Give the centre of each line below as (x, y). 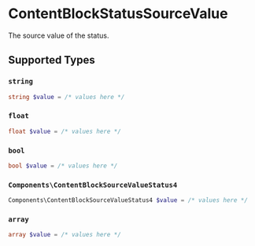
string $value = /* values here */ (67, 97)
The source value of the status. (59, 35)
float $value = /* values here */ (65, 131)
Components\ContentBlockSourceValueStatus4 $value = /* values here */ (128, 200)
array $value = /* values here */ (65, 235)
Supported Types (52, 60)
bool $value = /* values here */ (63, 166)
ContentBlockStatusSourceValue (118, 14)
